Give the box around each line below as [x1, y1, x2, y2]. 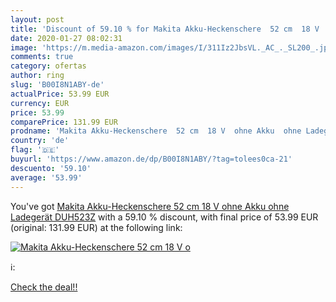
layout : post [10, 14, 65, 25]
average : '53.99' [10, 172, 83, 183]
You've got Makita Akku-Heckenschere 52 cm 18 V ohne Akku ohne [10, 200, 290, 212]
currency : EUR [10, 98, 70, 108]
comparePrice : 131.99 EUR [10, 117, 118, 127]
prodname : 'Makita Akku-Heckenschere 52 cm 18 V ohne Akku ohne [10, 126, 302, 136]
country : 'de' [10, 136, 70, 146]
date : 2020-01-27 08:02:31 [10, 33, 123, 43]
